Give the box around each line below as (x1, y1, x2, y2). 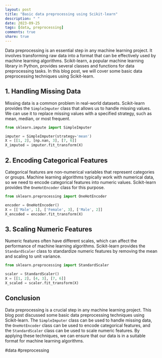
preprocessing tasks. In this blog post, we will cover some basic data (5, 68, 143, 74)
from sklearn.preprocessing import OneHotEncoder (5, 194, 107, 199)
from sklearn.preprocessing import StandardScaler (5, 263, 109, 268)
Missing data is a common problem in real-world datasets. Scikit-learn (5, 100, 145, 106)
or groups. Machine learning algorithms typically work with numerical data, (5, 174, 155, 180)
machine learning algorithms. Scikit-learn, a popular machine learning (5, 58, 144, 64)
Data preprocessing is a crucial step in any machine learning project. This (5, 307, 151, 313)
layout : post (5, 7, 31, 12)
